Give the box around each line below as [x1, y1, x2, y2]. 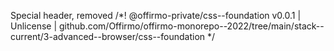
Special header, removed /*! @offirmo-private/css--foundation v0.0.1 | [10, 10, 302, 21]
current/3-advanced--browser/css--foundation [10, 31, 206, 42]
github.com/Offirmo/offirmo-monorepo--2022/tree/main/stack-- [58, 20, 325, 32]
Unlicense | [10, 20, 58, 32]
